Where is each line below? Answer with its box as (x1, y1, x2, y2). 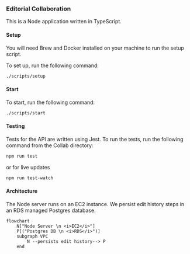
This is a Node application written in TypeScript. (6, 18, 122, 25)
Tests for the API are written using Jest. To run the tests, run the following (6, 135, 184, 142)
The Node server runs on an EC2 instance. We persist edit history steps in (6, 200, 185, 207)
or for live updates (6, 163, 50, 171)
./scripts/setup (6, 73, 46, 79)
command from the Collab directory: (6, 142, 94, 149)
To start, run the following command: (6, 99, 95, 106)
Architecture (6, 187, 38, 194)
